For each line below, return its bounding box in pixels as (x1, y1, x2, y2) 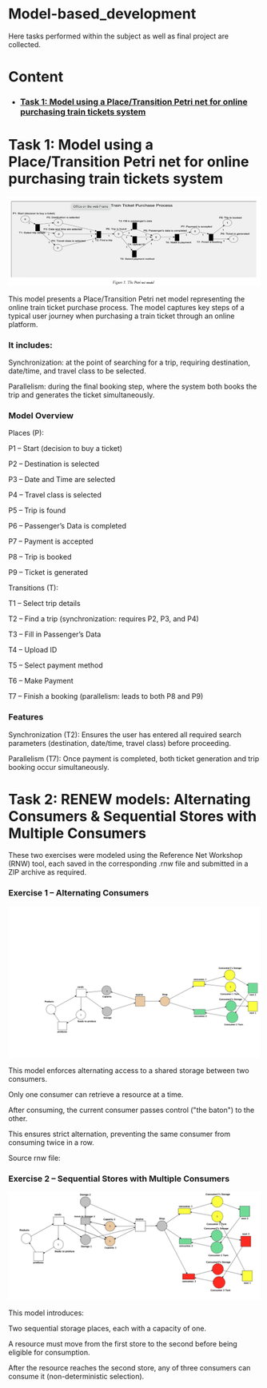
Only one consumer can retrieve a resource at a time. (8, 1089, 184, 1099)
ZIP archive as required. (8, 867, 87, 877)
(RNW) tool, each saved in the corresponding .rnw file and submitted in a (8, 859, 249, 868)
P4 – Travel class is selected (8, 490, 102, 500)
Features (8, 712, 44, 723)
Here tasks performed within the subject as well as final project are (8, 31, 229, 41)
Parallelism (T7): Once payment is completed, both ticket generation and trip (8, 753, 260, 764)
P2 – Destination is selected (8, 459, 100, 469)
